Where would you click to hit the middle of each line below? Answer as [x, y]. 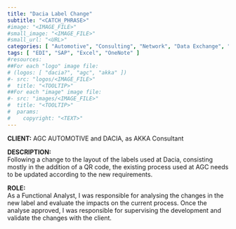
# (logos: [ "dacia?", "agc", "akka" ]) [67, 72]
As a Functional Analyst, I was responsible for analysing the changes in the [116, 195]
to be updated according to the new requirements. [80, 174]
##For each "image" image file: [54, 92]
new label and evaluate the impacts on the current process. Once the [107, 203]
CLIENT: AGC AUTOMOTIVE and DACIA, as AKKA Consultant [96, 138]
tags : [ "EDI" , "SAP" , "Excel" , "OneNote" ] [73, 53]
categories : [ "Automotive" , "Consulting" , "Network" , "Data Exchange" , [116, 46]
